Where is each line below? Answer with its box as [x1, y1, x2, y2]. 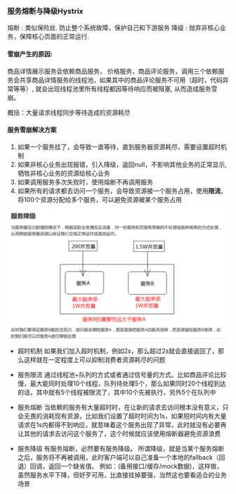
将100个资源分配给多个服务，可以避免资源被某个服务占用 [17, 195, 183, 203]
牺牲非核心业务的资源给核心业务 [17, 169, 110, 177]
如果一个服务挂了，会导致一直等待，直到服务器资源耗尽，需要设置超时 [17, 142, 221, 151]
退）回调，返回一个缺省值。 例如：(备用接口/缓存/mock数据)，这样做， [17, 462, 223, 471]
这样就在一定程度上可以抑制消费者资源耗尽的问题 [23, 355, 166, 364]
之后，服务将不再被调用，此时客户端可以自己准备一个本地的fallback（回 [17, 453, 225, 462]
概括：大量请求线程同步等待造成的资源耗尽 [7, 108, 131, 117]
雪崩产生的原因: [7, 49, 53, 58]
